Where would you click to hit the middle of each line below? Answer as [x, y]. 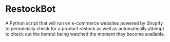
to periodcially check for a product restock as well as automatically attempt [85, 28]
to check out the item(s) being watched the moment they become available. [85, 34]
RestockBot [31, 9]
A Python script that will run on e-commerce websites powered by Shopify [84, 23]
